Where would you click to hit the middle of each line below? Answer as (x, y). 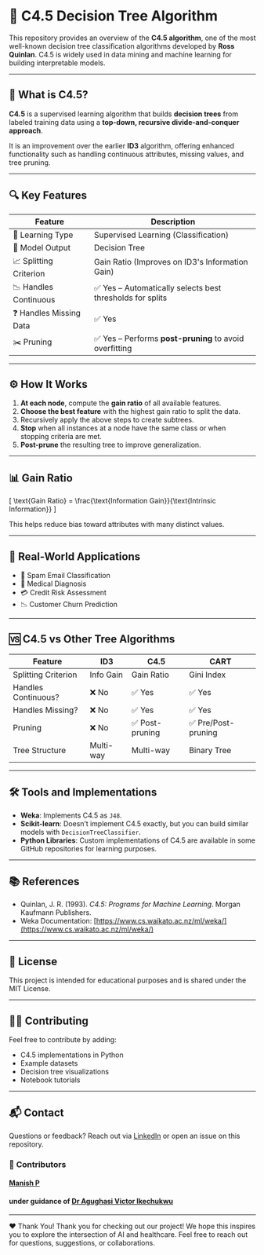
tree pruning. (30, 162)
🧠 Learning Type (43, 235)
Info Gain (107, 675)
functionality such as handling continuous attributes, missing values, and (127, 154)
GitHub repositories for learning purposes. (89, 848)
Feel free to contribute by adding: (63, 1040)
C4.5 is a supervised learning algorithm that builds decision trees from (123, 114)
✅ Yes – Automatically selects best (157, 288)
